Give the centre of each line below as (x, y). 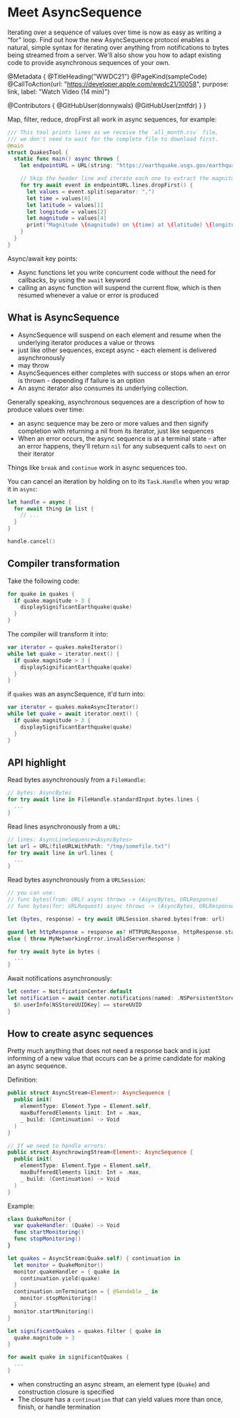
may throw (34, 365)
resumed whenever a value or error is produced (88, 295)
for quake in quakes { (41, 594)
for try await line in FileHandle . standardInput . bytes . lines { (104, 800)
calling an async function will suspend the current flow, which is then (119, 287)
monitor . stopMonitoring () (59, 1298)
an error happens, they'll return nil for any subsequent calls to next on (122, 446)
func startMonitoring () (49, 1232)
